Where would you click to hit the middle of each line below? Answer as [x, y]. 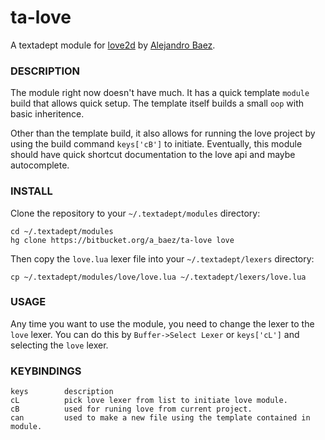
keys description [62, 392]
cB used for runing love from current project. [131, 409]
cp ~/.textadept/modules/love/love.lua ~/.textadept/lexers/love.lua [158, 277]
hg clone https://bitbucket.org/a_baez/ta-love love [122, 240]
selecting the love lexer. [59, 345]
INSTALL [31, 191]
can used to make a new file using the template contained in [160, 418]
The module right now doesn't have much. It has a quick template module [160, 93]
